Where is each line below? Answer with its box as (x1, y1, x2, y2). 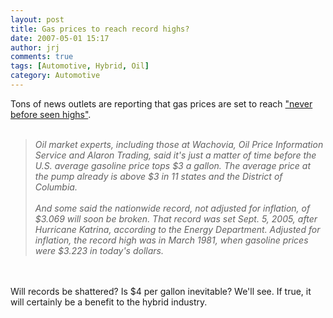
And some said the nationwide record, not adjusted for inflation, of (34, 202, 311, 214)
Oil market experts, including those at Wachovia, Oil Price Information (34, 138, 324, 150)
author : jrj (10, 42, 60, 53)
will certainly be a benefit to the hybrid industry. (10, 296, 208, 308)
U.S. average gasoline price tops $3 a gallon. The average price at (34, 159, 311, 171)
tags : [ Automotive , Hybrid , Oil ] (10, 61, 150, 71)
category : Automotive (10, 71, 101, 81)
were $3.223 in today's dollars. (34, 244, 164, 256)
